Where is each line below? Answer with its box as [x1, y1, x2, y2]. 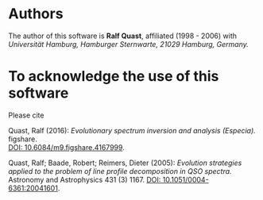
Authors [8, 5, 64, 23]
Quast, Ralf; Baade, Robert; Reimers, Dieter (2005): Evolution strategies [8, 158, 242, 167]
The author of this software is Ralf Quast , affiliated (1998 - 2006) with [8, 31, 237, 40]
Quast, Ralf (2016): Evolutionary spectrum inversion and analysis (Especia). [8, 125, 256, 135]
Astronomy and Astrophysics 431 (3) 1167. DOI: [8, 175, 161, 184]
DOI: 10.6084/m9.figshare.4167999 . [8, 142, 125, 152]
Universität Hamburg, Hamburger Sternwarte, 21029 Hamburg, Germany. [8, 39, 249, 48]
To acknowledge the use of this [8, 67, 219, 86]
